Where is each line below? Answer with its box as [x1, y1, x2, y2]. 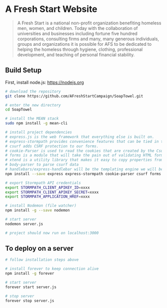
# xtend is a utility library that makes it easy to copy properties [5, 158, 153, 163]
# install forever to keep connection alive [5, 266, 99, 272]
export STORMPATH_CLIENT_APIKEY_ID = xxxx [5, 185, 90, 190]
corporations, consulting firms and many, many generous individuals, [17, 36, 159, 42]
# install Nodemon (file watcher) [5, 203, 77, 208]
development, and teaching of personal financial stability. [17, 51, 135, 58]
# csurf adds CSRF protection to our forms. [5, 143, 99, 149]
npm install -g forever [5, 271, 55, 276]
